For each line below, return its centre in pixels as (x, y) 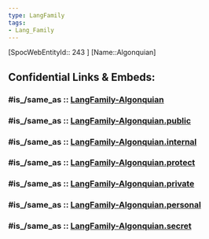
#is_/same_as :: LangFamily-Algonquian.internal (103, 142)
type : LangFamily (37, 15)
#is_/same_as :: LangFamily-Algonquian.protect (102, 163)
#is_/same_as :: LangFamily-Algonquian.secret (100, 226)
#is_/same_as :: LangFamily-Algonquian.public (99, 120)
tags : (17, 23)
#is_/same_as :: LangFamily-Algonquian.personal (105, 205)
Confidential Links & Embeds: (82, 77)
